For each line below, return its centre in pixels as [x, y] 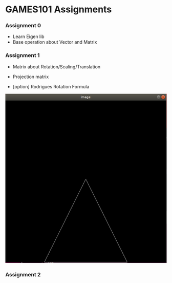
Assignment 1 [23, 55]
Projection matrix [31, 77]
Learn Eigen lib [28, 36]
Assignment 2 [23, 274]
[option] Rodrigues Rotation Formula [51, 86]
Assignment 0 [23, 26]
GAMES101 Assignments [59, 10]
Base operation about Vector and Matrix [55, 42]
